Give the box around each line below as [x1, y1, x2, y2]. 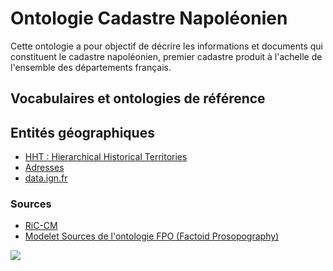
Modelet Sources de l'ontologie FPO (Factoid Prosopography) [24, 230, 280, 242]
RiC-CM [24, 220, 58, 232]
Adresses [24, 162, 65, 174]
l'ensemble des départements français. [10, 61, 172, 73]
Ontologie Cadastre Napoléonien [10, 7, 288, 30]
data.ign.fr [24, 172, 68, 184]
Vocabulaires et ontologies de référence [10, 90, 266, 107]
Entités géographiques [10, 124, 155, 141]
